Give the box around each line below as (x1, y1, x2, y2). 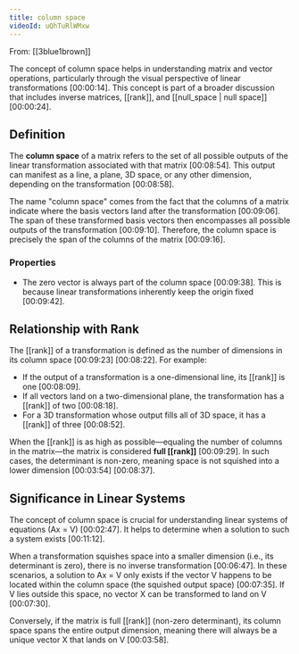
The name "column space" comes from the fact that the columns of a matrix (9, 196, 289, 207)
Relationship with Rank (9, 322, 140, 336)
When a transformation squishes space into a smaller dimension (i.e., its (9, 551, 274, 562)
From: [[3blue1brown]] (9, 46, 91, 56)
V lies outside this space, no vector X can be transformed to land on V (9, 589, 267, 600)
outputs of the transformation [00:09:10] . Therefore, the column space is (9, 225, 277, 236)
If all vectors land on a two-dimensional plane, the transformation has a (21, 391, 285, 402)
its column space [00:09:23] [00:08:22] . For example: (9, 354, 207, 366)
